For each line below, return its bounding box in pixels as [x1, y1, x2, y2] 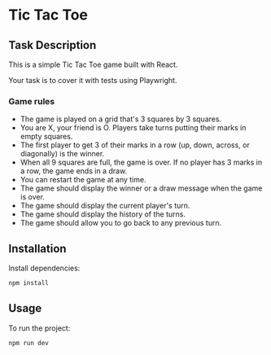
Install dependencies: [8, 263, 81, 274]
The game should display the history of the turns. [20, 209, 186, 219]
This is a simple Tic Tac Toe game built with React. [8, 59, 178, 69]
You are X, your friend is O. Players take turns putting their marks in [20, 123, 247, 133]
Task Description [8, 38, 97, 52]
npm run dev [8, 339, 49, 347]
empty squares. [20, 132, 73, 142]
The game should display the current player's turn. [20, 201, 190, 211]
